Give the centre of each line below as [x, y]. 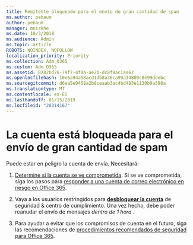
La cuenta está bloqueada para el [90, 135]
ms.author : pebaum [29, 17]
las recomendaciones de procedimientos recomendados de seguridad [101, 230]
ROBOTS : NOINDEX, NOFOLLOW [39, 50]
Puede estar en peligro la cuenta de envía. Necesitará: [72, 164]
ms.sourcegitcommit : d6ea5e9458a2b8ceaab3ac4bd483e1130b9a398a [86, 84]
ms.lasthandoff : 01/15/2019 [41, 100]
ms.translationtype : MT [36, 89]
